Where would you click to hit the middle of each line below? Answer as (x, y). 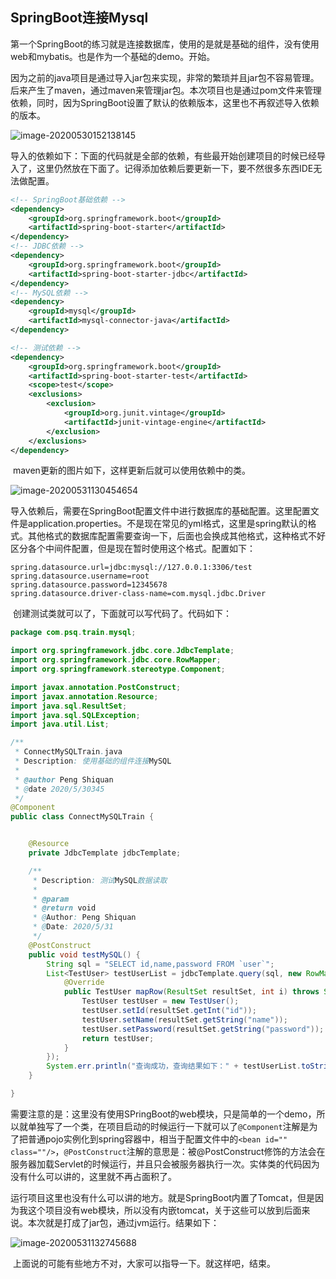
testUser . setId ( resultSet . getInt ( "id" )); (169, 1011)
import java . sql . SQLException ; (75, 715)
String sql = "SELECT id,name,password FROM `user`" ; (160, 964)
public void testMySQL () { (84, 954)
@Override (84, 983)
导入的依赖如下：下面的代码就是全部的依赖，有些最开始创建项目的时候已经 (163, 155)
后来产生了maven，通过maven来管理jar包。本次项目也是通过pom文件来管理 (166, 90)
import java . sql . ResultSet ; (69, 706)
